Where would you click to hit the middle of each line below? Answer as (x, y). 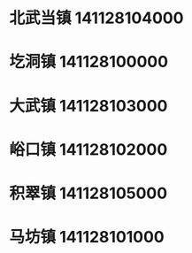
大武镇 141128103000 (88, 106)
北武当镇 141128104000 (96, 18)
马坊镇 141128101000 (87, 238)
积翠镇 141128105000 (88, 193)
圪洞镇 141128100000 (89, 62)
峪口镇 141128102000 (88, 149)
